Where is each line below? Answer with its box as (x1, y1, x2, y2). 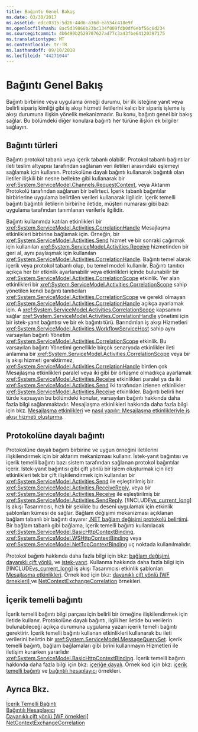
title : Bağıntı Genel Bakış (6, 8, 76, 15)
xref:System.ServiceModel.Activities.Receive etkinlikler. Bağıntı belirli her (6, 388, 184, 395)
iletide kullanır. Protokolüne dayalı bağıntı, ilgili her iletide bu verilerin (6, 617, 173, 623)
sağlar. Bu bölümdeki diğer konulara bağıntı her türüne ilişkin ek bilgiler (6, 117, 178, 124)
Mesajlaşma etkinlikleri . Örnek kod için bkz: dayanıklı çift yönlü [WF (6, 571, 170, 578)
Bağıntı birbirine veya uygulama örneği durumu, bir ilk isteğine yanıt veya (6, 98, 183, 105)
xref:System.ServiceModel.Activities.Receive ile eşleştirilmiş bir (6, 491, 161, 498)
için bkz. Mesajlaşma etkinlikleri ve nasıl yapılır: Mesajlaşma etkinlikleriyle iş (6, 407, 190, 414)
